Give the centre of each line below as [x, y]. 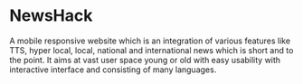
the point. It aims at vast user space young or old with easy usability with [145, 60]
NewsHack [51, 16]
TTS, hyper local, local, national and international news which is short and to [151, 50]
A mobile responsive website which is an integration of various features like [150, 41]
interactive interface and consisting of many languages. [113, 70]
